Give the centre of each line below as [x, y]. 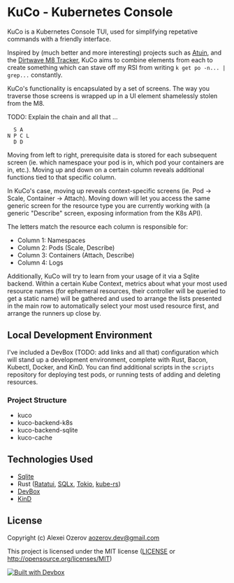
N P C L [19, 136]
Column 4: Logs [40, 262]
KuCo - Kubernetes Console [90, 12]
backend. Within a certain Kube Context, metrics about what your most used [117, 283]
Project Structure [37, 400]
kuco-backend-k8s [45, 423]
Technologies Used [50, 459]
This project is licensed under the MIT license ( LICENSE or [92, 551]
